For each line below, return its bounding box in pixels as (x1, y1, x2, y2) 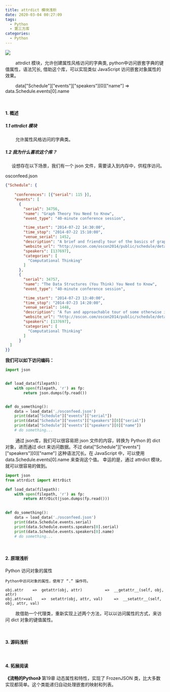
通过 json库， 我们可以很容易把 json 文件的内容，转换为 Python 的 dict (15, 437, 160, 443)
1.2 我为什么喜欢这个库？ (5, 149, 57, 155)
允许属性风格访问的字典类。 (15, 137, 73, 143)
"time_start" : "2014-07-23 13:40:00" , (23, 295, 105, 301)
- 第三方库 (10, 26, 30, 31)
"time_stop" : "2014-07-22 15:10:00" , (23, 229, 103, 235)
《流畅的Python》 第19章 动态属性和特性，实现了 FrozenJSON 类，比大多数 (5, 675, 161, 681)
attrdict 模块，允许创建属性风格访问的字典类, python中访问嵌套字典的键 (15, 59, 164, 66)
